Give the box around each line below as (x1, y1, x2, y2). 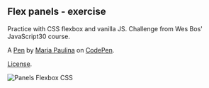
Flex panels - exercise (7, 6, 106, 18)
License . (7, 60, 33, 68)
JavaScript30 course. (7, 32, 71, 40)
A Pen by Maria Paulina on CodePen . (7, 45, 115, 54)
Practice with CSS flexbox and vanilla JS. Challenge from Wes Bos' (7, 24, 203, 33)
